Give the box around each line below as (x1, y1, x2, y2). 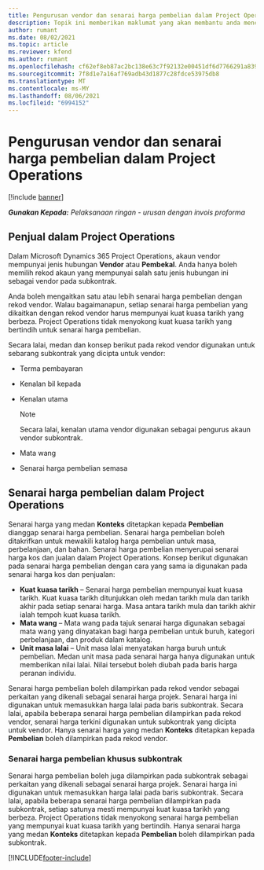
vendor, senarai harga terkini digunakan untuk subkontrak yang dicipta (8, 717, 237, 726)
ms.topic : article (8, 41, 68, 49)
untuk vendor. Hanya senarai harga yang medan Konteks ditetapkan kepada (8, 725, 255, 735)
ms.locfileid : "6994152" (8, 99, 90, 107)
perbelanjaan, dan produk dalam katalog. (19, 634, 153, 644)
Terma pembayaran (19, 363, 83, 373)
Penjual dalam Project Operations (8, 230, 175, 244)
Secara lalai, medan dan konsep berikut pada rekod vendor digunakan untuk (8, 340, 255, 350)
